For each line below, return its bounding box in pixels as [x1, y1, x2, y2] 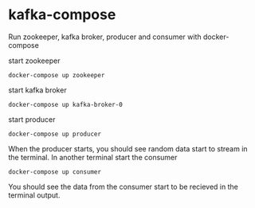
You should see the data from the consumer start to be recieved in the [8, 182, 239, 191]
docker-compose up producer [8, 130, 102, 138]
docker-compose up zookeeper [8, 71, 105, 79]
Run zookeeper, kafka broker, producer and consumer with [8, 32, 202, 41]
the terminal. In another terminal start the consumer [8, 152, 178, 162]
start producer [8, 114, 56, 124]
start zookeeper [8, 56, 61, 65]
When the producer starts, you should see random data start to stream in [8, 143, 249, 153]
